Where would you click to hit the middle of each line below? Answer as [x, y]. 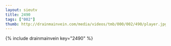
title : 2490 [18, 15]
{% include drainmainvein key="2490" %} [49, 38]
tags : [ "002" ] [20, 19]
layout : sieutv [21, 10]
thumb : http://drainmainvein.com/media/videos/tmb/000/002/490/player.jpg [86, 24]
